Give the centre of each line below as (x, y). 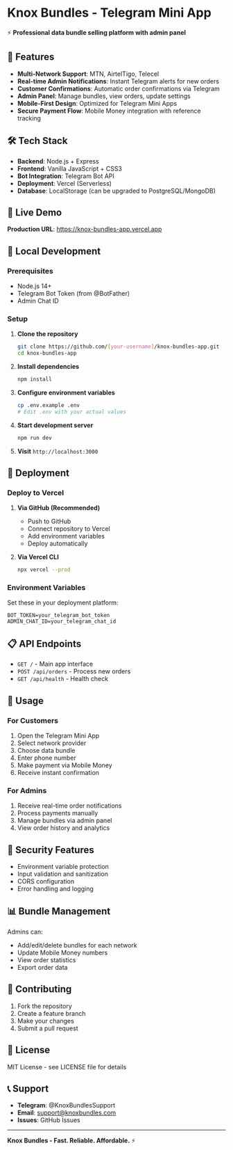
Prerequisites (30, 271)
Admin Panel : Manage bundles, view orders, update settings (104, 96)
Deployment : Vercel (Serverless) (64, 183)
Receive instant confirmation (58, 772)
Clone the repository (48, 334)
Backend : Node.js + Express (58, 161)
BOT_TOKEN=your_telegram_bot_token (59, 616)
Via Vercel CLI (38, 557)
